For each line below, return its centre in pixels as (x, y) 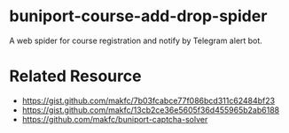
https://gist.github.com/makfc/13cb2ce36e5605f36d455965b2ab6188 (151, 110)
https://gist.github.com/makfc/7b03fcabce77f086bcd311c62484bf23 (148, 100)
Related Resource (75, 76)
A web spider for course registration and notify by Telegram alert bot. (136, 41)
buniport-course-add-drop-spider (138, 16)
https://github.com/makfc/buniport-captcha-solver (115, 119)
